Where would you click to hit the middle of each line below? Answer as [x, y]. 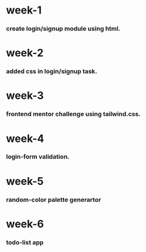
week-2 [25, 53]
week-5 [25, 181]
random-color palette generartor [54, 200]
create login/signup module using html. [63, 29]
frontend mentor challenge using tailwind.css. [73, 114]
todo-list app [25, 242]
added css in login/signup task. [52, 71]
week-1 [24, 10]
